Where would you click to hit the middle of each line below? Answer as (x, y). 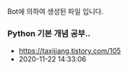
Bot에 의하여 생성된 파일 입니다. (56, 11)
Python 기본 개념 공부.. (49, 33)
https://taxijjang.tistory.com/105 (70, 51)
